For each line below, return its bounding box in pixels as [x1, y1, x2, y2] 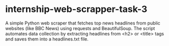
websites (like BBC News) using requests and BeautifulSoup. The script [5, 25, 155, 31]
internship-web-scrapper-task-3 [5, 3, 148, 15]
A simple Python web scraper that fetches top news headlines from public [5, 20, 160, 26]
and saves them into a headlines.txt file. [5, 36, 89, 42]
